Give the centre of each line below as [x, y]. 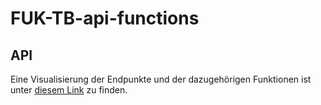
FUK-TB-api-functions [105, 18]
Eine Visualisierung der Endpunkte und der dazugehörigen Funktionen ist [161, 79]
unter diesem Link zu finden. [69, 90]
